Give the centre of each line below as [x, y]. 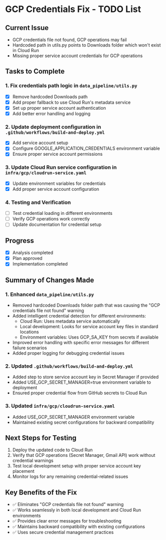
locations [29, 332]
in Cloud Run [25, 50]
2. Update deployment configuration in [53, 127]
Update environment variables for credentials [59, 183]
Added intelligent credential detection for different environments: [79, 316]
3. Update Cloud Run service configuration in [61, 167]
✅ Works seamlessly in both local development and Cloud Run [77, 510]
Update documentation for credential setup [57, 224]
